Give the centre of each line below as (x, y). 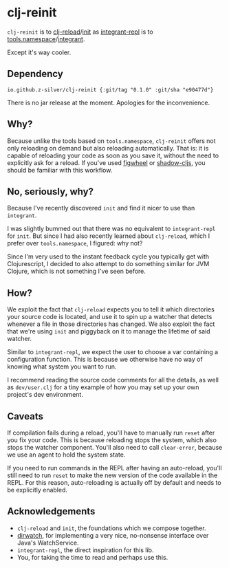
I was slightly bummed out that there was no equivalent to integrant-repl (111, 229)
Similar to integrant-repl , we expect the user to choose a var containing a (113, 352)
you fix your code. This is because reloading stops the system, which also (112, 440)
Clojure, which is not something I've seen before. (77, 271)
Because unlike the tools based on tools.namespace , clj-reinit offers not (111, 141)
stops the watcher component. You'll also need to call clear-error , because (115, 447)
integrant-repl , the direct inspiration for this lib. (85, 550)
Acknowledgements (51, 511)
